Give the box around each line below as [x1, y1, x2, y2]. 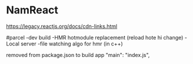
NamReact [6, 3, 59, 17]
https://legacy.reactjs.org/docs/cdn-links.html [6, 23, 118, 30]
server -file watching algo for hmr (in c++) [20, 40, 123, 47]
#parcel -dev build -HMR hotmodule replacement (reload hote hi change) [6, 34, 184, 41]
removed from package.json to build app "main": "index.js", [6, 51, 150, 58]
